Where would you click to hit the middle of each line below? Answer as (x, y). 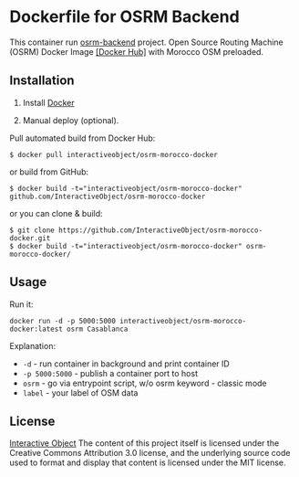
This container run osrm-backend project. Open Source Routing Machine (147, 42)
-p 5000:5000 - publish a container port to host (110, 373)
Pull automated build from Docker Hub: (82, 138)
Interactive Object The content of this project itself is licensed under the (144, 443)
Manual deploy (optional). (71, 120)
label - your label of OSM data (80, 392)
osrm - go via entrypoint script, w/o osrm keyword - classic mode (144, 383)
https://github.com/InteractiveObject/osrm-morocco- (160, 230)
